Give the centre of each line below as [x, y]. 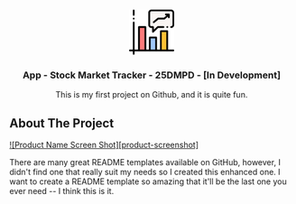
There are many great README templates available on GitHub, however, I [145, 162]
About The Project [62, 123]
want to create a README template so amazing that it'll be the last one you [148, 181]
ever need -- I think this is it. [62, 191]
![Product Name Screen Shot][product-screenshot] [104, 145]
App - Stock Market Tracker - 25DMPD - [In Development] [152, 75]
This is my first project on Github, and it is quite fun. [152, 95]
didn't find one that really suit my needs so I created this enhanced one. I [145, 172]
